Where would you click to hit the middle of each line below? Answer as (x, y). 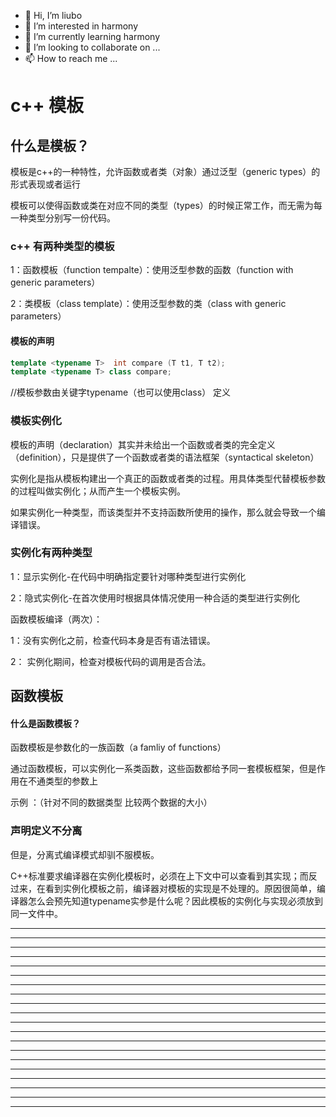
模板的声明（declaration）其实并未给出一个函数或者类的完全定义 (143, 444)
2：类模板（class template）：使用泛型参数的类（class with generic (148, 304)
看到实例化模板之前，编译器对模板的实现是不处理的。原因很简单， (180, 888)
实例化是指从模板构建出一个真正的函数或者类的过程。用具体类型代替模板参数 (168, 478)
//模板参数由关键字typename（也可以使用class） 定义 (121, 392)
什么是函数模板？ (45, 723)
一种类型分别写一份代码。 (63, 218)
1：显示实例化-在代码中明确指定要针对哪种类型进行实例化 (128, 576)
